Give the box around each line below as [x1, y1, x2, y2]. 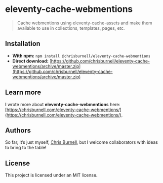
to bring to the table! [5, 145, 47, 151]
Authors [5, 126, 31, 134]
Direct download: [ [12, 58, 52, 64]
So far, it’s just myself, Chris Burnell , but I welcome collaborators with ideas [5, 139, 158, 145]
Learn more [5, 88, 41, 97]
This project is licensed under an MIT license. [5, 172, 98, 178]
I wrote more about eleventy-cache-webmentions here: [5, 101, 121, 107]
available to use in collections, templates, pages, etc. [17, 25, 125, 31]
